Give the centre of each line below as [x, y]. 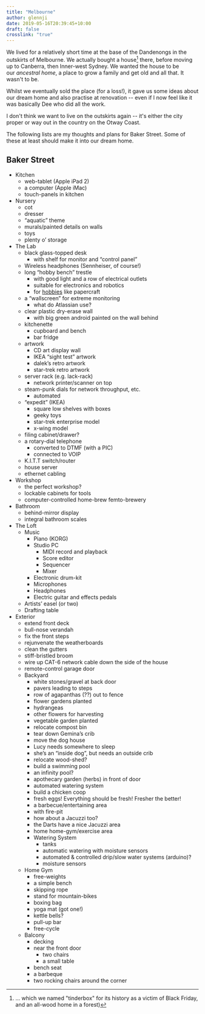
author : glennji [27, 18]
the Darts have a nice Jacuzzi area [77, 824]
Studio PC [46, 545]
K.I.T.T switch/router [50, 461]
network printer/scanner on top [73, 382]
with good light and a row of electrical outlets [90, 278]
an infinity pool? [53, 772]
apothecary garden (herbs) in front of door [87, 779]
